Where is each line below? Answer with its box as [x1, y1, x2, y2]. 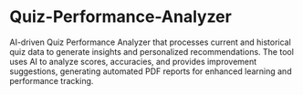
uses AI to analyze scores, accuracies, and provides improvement [9, 56, 257, 67]
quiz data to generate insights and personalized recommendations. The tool [9, 46, 295, 57]
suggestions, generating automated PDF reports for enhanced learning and [9, 66, 292, 77]
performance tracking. [9, 75, 94, 86]
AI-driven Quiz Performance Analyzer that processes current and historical [9, 37, 292, 47]
